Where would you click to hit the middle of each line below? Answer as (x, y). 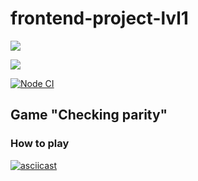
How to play (40, 144)
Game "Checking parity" (89, 115)
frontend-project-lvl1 (99, 18)
